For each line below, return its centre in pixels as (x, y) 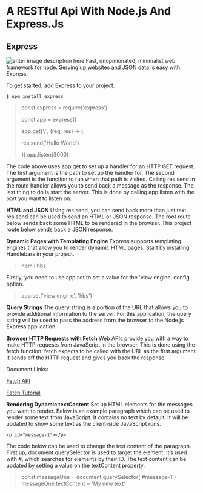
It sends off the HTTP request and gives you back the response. (86, 358)
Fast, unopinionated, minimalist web (131, 61)
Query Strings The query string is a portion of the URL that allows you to (97, 307)
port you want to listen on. (39, 198)
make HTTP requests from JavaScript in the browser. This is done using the (101, 345)
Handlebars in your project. (40, 254)
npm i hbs (34, 266)
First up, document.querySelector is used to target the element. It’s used (97, 452)
